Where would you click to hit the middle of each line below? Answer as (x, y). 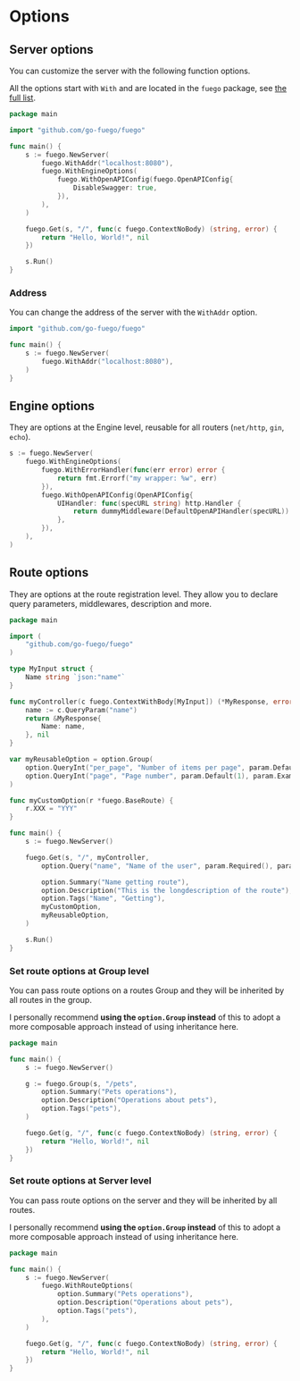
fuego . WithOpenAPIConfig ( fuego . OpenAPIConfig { (145, 180)
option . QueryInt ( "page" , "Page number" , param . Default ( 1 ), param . (151, 776)
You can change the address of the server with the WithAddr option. (133, 312)
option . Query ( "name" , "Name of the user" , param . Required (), (158, 866)
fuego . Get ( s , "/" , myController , (87, 857)
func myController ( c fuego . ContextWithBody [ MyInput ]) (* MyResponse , (139, 702)
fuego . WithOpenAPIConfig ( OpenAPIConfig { (117, 495)
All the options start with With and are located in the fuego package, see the (148, 88)
